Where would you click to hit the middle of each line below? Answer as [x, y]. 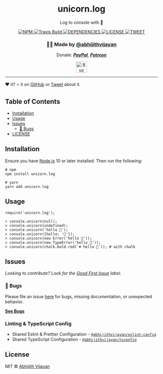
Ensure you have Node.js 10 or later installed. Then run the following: [74, 161]
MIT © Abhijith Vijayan [27, 366]
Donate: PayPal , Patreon [81, 55]
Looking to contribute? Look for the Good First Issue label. [63, 273]
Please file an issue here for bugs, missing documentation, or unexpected [79, 296]
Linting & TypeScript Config [38, 323]
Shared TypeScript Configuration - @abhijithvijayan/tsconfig [74, 340]
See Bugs [15, 311]
